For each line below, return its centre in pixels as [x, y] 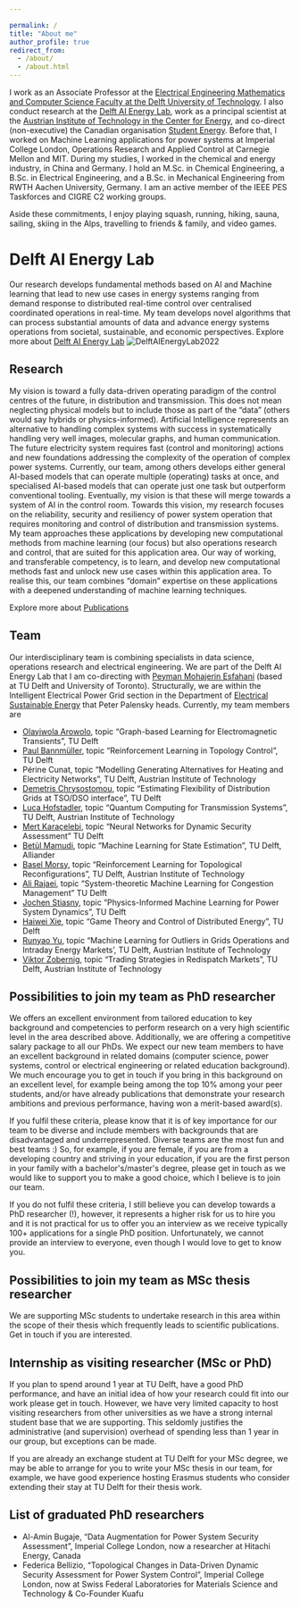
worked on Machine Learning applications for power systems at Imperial [142, 140]
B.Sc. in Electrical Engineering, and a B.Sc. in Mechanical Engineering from [147, 178]
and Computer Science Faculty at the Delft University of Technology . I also [146, 102]
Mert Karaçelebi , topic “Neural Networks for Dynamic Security [137, 826]
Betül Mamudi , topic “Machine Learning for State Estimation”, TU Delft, [152, 845]
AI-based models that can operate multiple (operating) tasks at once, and [144, 476]
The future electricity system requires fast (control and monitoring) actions [146, 448]
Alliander [38, 855]
